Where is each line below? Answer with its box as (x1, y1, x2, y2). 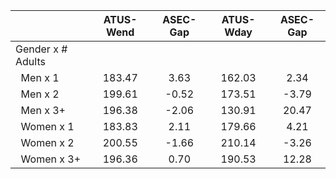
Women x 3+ (20, 152, 82, 166)
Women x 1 (20, 120, 75, 133)
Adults (15, 55, 46, 68)
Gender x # (15, 42, 68, 56)
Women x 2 (20, 136, 75, 149)
